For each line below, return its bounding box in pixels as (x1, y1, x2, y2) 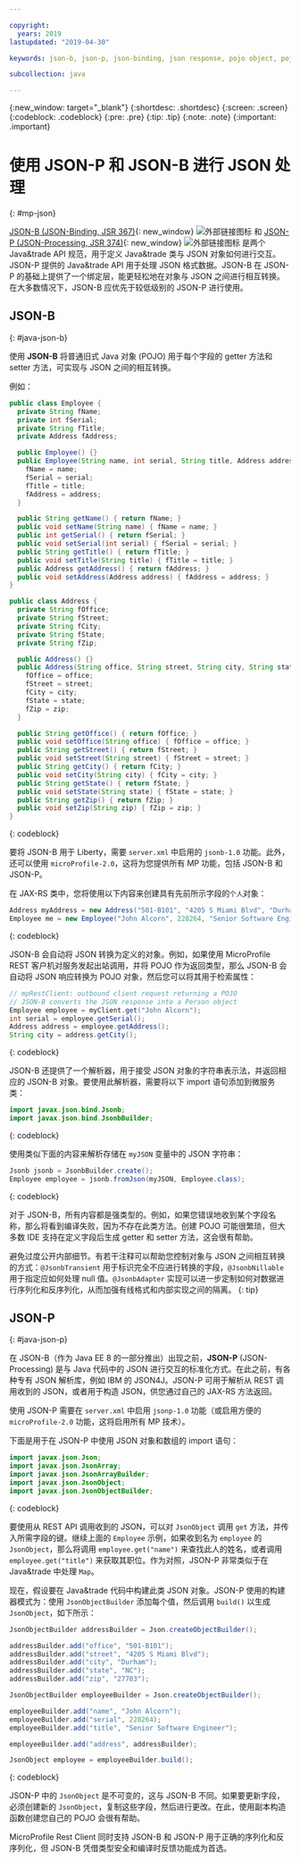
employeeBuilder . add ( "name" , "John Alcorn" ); (9, 1706, 181, 1715)
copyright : (9, 21, 50, 30)
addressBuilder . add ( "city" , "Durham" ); (9, 1658, 158, 1667)
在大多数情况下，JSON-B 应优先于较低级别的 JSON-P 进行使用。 (9, 283, 248, 293)
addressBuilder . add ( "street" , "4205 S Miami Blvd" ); (9, 1649, 210, 1659)
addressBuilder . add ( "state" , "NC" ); (9, 1666, 146, 1675)
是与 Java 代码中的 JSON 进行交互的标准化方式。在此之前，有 (54, 1364, 283, 1375)
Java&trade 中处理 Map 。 (9, 1566, 100, 1577)
